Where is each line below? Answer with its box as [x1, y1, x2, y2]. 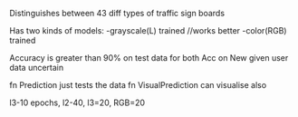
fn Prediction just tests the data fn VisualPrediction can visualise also [9, 80, 267, 90]
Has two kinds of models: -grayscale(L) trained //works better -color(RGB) [9, 25, 287, 35]
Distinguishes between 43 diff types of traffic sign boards [9, 8, 225, 18]
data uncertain [9, 63, 64, 73]
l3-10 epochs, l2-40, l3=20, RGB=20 [9, 97, 146, 108]
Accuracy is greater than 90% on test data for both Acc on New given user [9, 53, 289, 63]
